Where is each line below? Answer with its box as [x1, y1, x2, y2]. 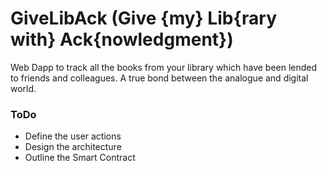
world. [10, 82, 37, 94]
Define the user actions [24, 130, 122, 142]
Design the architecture [24, 141, 122, 153]
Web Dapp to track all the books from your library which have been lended [10, 61, 318, 73]
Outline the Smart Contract [24, 152, 136, 164]
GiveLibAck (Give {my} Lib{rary [10, 7, 278, 30]
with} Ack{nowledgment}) [10, 28, 234, 51]
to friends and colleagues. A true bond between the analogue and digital [10, 72, 309, 84]
